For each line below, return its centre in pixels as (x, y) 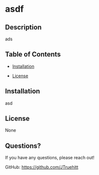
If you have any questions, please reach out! (50, 158)
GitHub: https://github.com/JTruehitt (42, 167)
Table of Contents (33, 54)
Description (23, 27)
